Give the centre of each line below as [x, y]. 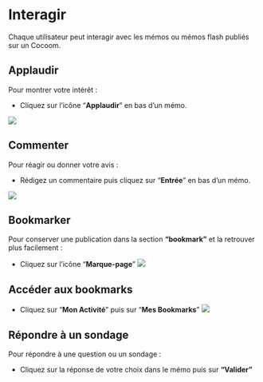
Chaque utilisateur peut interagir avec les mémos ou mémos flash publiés [129, 37]
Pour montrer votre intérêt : [53, 90]
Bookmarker [39, 220]
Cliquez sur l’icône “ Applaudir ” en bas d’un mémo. [103, 105]
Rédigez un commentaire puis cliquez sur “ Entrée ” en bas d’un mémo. [135, 180]
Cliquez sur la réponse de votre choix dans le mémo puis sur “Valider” [136, 370]
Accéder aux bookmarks [71, 289]
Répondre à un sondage [69, 334]
